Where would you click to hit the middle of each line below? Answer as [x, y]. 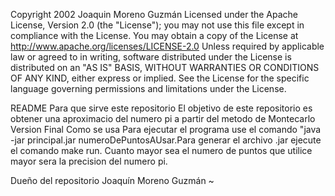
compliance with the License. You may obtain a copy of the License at [154, 35]
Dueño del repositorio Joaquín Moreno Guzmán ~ [112, 180]
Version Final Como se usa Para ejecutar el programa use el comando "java [166, 129]
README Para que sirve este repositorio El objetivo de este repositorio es [161, 108]
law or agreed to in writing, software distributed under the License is [151, 57]
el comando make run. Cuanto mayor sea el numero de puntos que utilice [161, 150]
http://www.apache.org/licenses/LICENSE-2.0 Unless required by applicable [167, 46]
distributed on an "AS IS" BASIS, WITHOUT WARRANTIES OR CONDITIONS [165, 67]
